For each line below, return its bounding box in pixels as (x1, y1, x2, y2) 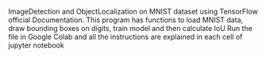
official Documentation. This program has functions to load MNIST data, (8, 15, 244, 25)
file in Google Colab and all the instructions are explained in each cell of (8, 32, 243, 41)
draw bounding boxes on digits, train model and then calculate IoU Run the (8, 24, 253, 33)
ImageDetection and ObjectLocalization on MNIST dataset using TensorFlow (8, 7, 258, 16)
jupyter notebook (8, 41, 65, 50)
